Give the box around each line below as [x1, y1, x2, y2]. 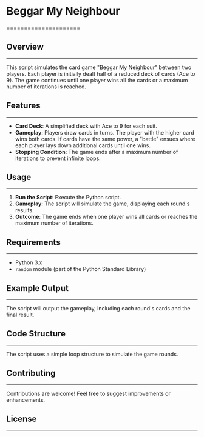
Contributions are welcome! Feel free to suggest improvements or [6, 390, 171, 397]
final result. [6, 311, 35, 318]
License [6, 414, 37, 424]
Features [6, 101, 41, 111]
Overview [6, 42, 44, 52]
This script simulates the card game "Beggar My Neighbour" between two [6, 64, 192, 71]
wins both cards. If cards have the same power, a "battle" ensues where [15, 135, 195, 142]
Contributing [6, 368, 56, 378]
